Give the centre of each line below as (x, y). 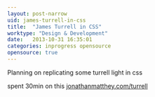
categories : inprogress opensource (59, 46)
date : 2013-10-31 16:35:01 (50, 40)
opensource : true (33, 53)
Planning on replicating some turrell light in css (75, 72)
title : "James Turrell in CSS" (54, 27)
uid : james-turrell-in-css (47, 20)
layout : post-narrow (38, 14)
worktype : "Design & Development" (58, 33)
